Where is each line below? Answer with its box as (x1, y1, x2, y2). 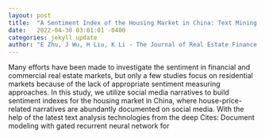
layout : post (8, 11, 52, 20)
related (8, 104, 32, 114)
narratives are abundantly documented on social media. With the (33, 104, 244, 114)
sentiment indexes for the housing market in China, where (8, 96, 198, 106)
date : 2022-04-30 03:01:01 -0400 (8, 26, 126, 34)
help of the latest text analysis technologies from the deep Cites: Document (8, 113, 255, 122)
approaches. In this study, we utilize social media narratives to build (8, 88, 230, 97)
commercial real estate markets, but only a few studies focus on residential (8, 71, 254, 80)
